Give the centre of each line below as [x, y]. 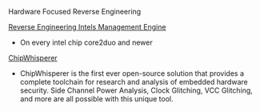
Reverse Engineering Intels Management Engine [87, 27]
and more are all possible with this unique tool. [96, 99]
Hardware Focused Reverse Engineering [75, 12]
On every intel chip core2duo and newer [86, 42]
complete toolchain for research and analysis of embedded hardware [134, 82]
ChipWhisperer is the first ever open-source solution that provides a [132, 73]
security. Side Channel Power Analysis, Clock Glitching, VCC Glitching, [136, 90]
